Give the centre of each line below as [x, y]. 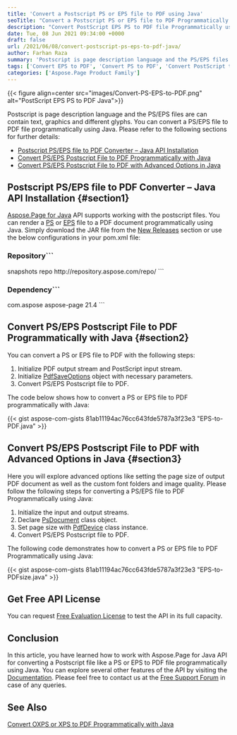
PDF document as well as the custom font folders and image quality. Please [117, 483]
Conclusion [33, 638]
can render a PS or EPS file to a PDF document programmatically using [110, 223]
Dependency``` [34, 290]
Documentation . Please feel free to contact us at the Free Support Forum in [116, 678]
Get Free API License [54, 599]
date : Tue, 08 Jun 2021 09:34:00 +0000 [66, 33]
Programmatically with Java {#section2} [98, 338]
